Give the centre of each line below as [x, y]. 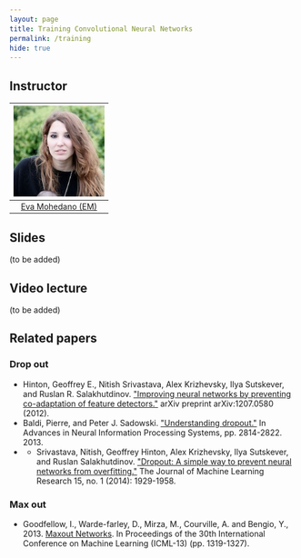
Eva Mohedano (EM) [59, 206]
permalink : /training [50, 38]
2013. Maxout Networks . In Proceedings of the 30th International [144, 533]
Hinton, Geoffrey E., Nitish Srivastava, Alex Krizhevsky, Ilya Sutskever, [153, 384]
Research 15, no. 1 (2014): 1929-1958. [106, 481]
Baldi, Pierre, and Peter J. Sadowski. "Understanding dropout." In [144, 423]
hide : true [30, 48]
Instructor [39, 86]
